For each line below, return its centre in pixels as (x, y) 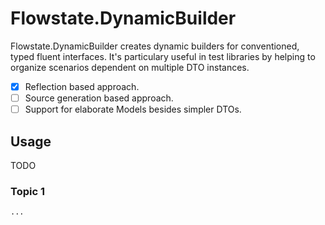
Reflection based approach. (82, 86)
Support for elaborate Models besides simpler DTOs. (133, 109)
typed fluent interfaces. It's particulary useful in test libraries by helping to (163, 56)
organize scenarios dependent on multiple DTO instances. (130, 67)
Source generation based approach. (99, 98)
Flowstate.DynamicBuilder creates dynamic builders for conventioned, (155, 46)
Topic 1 (27, 191)
